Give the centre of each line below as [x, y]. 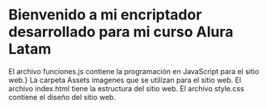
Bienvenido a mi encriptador [105, 15]
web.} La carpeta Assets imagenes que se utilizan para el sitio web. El [125, 80]
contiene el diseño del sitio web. [62, 97]
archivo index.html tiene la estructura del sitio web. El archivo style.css [126, 88]
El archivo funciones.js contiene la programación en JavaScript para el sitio [134, 71]
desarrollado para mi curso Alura [121, 32]
